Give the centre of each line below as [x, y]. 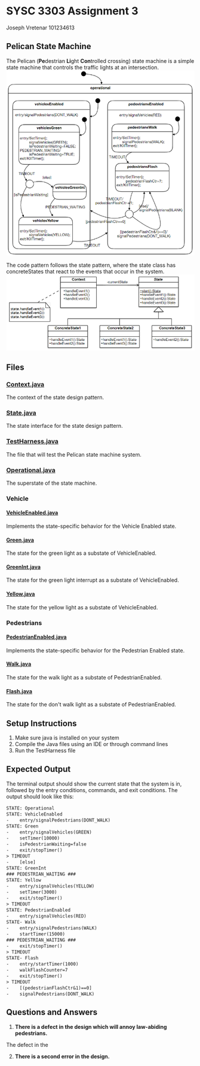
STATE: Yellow [24, 880]
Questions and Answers [52, 1012]
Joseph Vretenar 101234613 [41, 28]
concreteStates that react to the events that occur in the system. [85, 271]
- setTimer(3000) [32, 892]
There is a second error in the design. [62, 1056]
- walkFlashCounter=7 [37, 970]
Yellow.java [21, 594]
